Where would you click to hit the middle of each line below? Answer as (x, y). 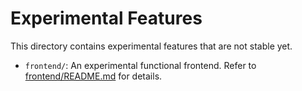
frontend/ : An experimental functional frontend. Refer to (140, 65)
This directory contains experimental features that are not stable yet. (151, 46)
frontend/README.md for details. (93, 76)
